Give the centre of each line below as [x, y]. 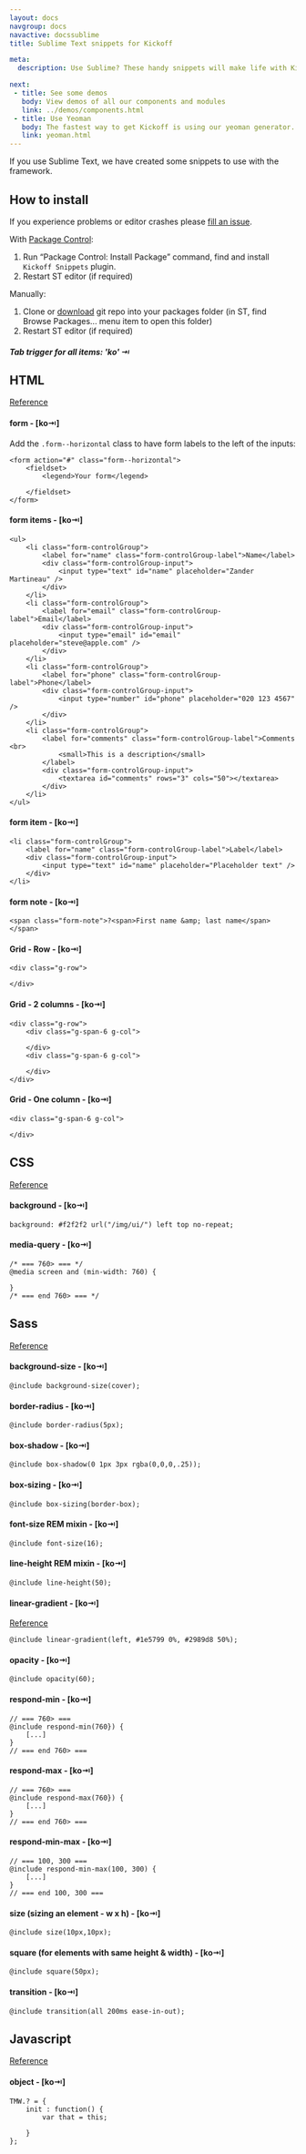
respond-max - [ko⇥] [51, 1771]
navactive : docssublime [55, 35]
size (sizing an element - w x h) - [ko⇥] [85, 1913]
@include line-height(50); [61, 1583]
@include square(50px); [55, 1972]
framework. [31, 171]
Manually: [28, 293]
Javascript [41, 2040]
